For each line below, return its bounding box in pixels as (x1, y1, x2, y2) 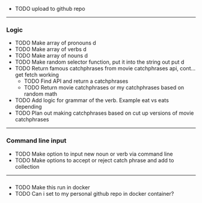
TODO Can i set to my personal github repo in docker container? (14, 190, 174, 197)
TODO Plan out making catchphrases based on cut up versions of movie (14, 109, 194, 117)
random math (23, 90, 58, 98)
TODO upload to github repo (14, 5, 85, 12)
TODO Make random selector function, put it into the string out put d (14, 58, 185, 65)
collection (14, 163, 40, 170)
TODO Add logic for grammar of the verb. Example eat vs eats (14, 97, 170, 104)
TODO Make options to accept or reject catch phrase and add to (14, 156, 174, 164)
